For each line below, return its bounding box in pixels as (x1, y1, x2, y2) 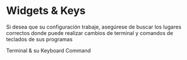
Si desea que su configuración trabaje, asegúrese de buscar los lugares (6, 23, 182, 30)
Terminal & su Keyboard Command (6, 47, 91, 54)
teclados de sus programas (6, 36, 73, 43)
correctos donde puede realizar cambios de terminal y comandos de (6, 29, 173, 36)
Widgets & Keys (6, 4, 86, 17)
